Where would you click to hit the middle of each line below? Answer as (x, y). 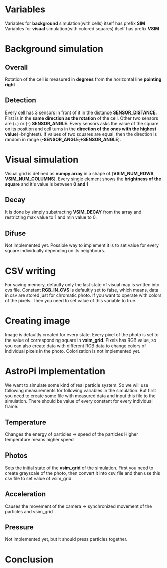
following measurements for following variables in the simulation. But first (81, 391)
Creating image (38, 321)
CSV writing (31, 271)
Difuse (16, 233)
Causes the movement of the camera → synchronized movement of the (79, 506)
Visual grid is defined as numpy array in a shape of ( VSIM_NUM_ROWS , (80, 173)
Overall (17, 67)
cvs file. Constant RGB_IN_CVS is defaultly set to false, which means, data (82, 290)
